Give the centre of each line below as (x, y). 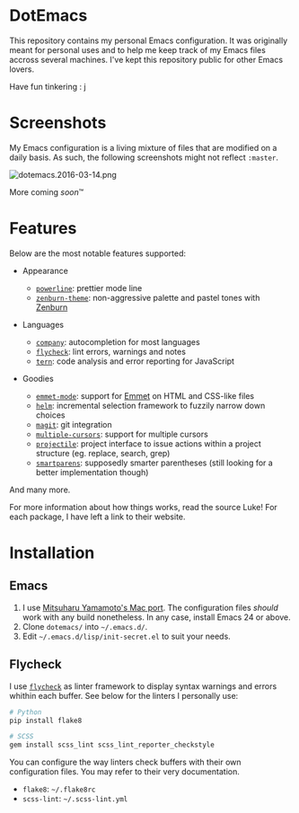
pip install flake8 (46, 720)
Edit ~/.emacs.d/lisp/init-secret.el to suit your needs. (126, 636)
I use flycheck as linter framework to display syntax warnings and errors (143, 686)
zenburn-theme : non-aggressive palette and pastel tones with (148, 297)
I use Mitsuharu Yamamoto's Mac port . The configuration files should (150, 607)
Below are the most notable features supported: (98, 253)
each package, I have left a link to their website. (97, 517)
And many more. (40, 490)
